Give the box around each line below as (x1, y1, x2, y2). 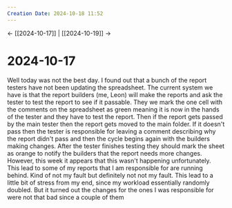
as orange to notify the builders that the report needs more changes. (7, 149, 202, 157)
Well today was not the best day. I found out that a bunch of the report (7, 76, 207, 84)
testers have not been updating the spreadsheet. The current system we (7, 83, 213, 92)
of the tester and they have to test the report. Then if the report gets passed (7, 112, 223, 121)
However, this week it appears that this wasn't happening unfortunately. (7, 156, 212, 165)
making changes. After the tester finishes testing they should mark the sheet (7, 142, 225, 150)
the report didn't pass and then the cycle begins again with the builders (7, 134, 211, 143)
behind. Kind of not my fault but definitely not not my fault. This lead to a (7, 171, 214, 179)
